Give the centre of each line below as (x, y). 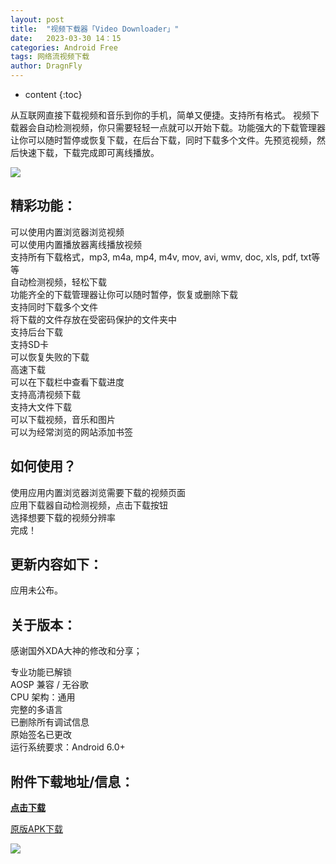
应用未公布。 (36, 590)
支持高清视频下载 (45, 394)
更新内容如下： (56, 564)
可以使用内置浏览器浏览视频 (67, 232)
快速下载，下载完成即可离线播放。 (89, 152)
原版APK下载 (37, 829)
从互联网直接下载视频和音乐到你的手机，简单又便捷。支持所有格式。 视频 (160, 115)
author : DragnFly (46, 66)
